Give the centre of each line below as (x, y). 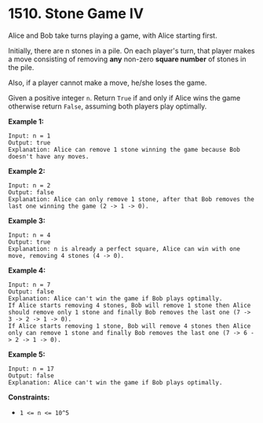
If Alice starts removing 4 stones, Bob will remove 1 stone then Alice (130, 305)
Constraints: (29, 397)
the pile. (21, 67)
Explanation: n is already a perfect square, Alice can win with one (124, 248)
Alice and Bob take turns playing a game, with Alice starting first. (113, 35)
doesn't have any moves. (49, 156)
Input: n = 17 (31, 369)
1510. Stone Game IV (76, 14)
